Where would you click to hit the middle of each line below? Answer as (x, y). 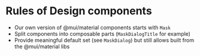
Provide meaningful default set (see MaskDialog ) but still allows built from (104, 40)
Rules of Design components (79, 11)
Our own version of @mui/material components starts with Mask (93, 27)
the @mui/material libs (42, 46)
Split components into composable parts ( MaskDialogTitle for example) (102, 33)
